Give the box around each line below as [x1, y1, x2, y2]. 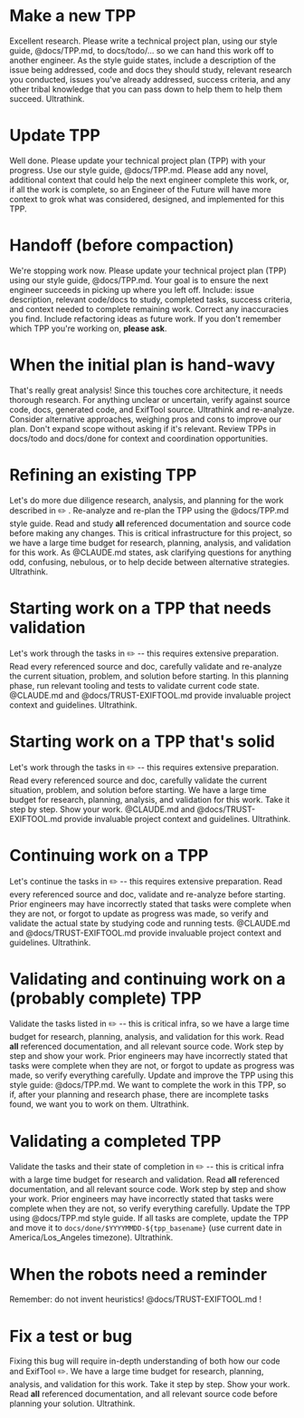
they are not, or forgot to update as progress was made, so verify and [9, 908, 269, 919]
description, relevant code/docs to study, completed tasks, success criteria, [9, 294, 292, 305]
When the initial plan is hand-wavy [9, 355, 276, 375]
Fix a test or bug [9, 1325, 133, 1346]
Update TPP [9, 125, 101, 146]
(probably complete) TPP [9, 988, 202, 1008]
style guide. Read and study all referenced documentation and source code [9, 518, 291, 529]
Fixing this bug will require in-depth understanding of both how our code [9, 1355, 280, 1366]
